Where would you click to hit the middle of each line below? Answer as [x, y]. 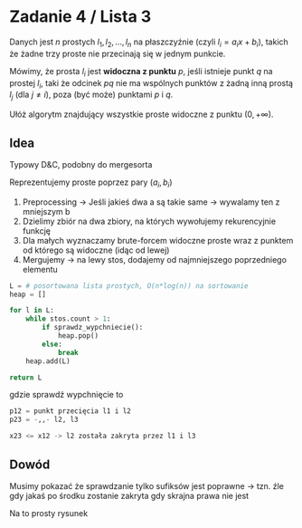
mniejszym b [46, 211]
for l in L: [32, 311]
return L [26, 378]
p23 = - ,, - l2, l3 [44, 420]
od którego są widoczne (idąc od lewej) [96, 250]
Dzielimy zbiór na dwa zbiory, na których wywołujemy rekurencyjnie [149, 221]
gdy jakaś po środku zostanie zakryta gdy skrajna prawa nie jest [129, 495]
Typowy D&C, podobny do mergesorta [81, 164]
